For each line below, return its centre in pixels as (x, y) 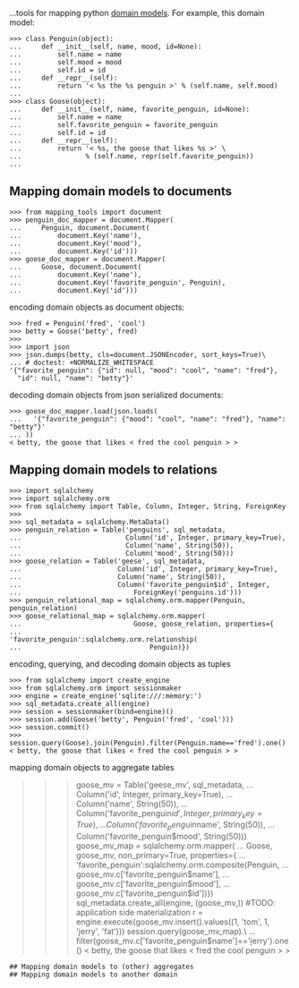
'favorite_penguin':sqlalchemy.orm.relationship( (104, 639)
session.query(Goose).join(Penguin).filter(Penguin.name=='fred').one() (148, 743)
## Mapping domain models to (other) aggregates (102, 967)
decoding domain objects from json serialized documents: (116, 395)
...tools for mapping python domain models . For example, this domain (137, 13)
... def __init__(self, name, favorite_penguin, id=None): (130, 109)
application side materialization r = (140, 913)
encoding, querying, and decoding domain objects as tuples (120, 664)
